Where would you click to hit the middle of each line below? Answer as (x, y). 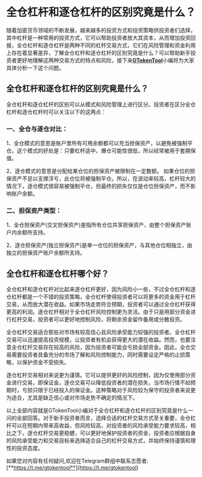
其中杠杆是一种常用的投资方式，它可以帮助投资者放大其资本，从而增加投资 (98, 37)
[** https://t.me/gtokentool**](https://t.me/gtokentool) (72, 468)
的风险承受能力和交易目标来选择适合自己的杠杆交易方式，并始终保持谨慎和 (98, 441)
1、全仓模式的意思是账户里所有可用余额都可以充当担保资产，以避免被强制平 (99, 143)
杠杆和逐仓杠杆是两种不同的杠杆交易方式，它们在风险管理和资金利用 (111, 45)
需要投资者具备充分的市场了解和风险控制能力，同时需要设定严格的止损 (98, 355)
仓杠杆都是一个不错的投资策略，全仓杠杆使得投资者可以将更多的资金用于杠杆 (101, 297)
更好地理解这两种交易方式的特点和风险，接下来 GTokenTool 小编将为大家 (106, 60)
